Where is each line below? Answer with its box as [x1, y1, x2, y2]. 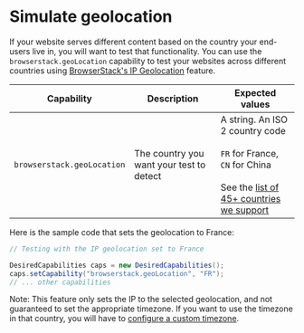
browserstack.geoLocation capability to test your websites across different [9, 55, 287, 66]
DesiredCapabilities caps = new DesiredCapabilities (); [9, 261, 224, 270]
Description [147, 92, 199, 105]
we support [220, 204, 270, 216]
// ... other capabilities [9, 278, 111, 287]
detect [134, 169, 162, 182]
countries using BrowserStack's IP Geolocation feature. [9, 65, 216, 76]
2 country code [220, 124, 287, 137]
